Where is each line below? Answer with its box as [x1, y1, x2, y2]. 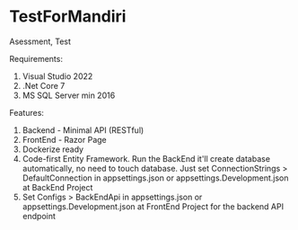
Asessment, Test [9, 36, 72, 47]
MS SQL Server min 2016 [22, 90, 116, 101]
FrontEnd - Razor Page [22, 134, 107, 145]
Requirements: [9, 53, 63, 64]
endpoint [22, 210, 57, 221]
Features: [9, 107, 45, 118]
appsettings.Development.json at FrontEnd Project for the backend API [22, 200, 285, 212]
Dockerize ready [22, 144, 83, 155]
